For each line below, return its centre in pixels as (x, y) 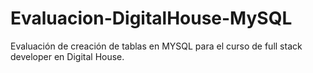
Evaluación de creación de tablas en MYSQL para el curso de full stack (156, 46)
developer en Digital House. (67, 56)
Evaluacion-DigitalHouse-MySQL (151, 18)
